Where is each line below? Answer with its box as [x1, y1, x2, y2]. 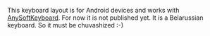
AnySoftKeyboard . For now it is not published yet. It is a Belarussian [7, 13, 204, 22]
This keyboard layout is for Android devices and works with [7, 6, 180, 14]
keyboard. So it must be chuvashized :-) [7, 21, 124, 29]
